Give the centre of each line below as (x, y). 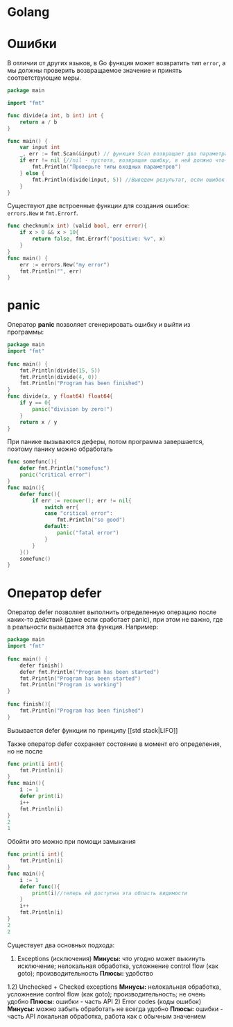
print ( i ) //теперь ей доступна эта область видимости (110, 893)
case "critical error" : (78, 513)
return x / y (38, 422)
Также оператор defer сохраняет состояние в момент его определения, (114, 744)
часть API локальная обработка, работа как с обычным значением (107, 1016)
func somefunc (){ (32, 462)
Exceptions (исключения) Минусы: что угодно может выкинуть (111, 958)
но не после (25, 751)
